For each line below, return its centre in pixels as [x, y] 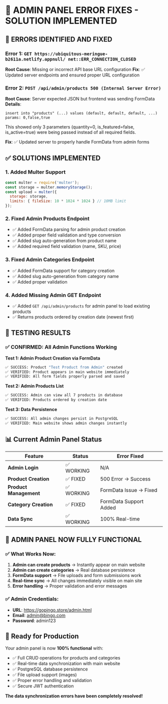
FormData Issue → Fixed [128, 490]
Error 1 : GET [19, 53]
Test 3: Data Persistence [31, 409]
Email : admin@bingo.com [39, 615]
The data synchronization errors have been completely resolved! [74, 696]
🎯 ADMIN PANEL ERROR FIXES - [72, 10]
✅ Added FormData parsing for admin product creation [69, 229]
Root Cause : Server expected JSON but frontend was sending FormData [80, 99]
